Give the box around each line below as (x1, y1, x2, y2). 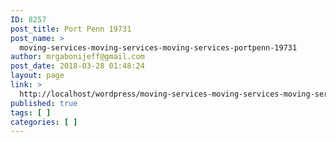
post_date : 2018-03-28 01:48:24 (10, 61, 145, 71)
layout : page (10, 71, 65, 81)
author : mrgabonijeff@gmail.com (10, 52, 145, 62)
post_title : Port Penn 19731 (10, 24, 132, 34)
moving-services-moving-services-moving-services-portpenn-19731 (19, 42, 298, 53)
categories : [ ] (10, 117, 78, 127)
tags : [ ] (10, 107, 52, 118)
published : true (10, 98, 78, 108)
